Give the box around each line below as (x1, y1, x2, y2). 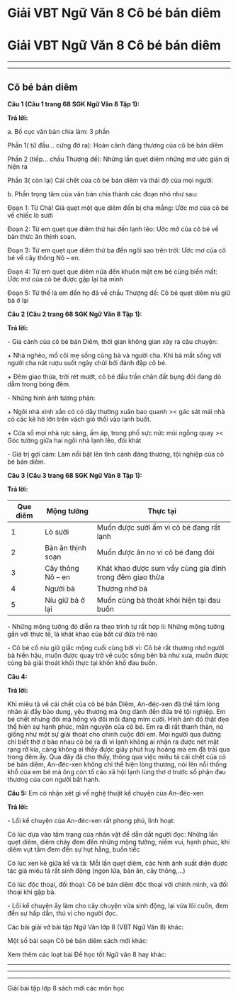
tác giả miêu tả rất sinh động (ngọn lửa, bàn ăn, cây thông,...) (7, 866, 186, 875)
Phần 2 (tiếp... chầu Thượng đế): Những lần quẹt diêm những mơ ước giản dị (7, 155, 229, 163)
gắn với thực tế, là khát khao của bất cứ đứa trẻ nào (7, 630, 158, 638)
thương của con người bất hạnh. (7, 775, 101, 783)
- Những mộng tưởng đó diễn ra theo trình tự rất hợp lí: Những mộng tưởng (7, 622, 225, 630)
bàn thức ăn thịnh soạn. (7, 232, 76, 240)
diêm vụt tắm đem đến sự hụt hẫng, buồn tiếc (7, 845, 140, 854)
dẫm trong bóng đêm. (7, 379, 71, 388)
